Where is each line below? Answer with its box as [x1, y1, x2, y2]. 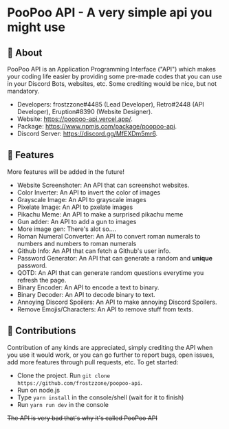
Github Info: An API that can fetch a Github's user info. [17, 246, 171, 255]
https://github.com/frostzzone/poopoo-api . [17, 378, 143, 386]
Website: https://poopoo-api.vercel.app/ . [17, 115, 133, 123]
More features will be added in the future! [7, 167, 125, 176]
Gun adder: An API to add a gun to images [17, 217, 137, 225]
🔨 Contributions [7, 325, 76, 337]
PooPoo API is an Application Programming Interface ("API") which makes [7, 65, 217, 73]
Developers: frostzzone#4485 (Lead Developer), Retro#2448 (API [17, 100, 204, 108]
